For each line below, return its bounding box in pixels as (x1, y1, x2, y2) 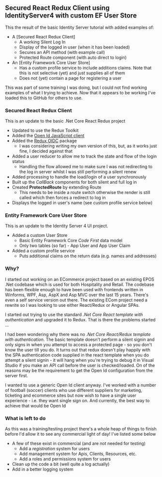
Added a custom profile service (12, 248, 75, 254)
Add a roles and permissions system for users (19, 456, 111, 461)
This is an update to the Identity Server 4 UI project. (5, 223, 108, 229)
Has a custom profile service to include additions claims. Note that (19, 65, 152, 71)
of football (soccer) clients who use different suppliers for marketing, (5, 387, 143, 393)
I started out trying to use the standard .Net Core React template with (5, 311, 143, 318)
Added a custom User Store (12, 232, 68, 238)
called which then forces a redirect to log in (19, 194, 106, 201)
